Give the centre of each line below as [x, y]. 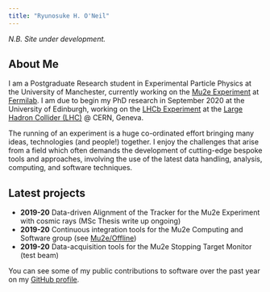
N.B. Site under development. [57, 39]
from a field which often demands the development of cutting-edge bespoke [135, 151]
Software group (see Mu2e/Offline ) [78, 238]
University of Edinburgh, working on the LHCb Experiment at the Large [126, 109]
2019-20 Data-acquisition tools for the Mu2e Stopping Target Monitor [136, 247]
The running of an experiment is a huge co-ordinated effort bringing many [131, 133]
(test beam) [39, 256]
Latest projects [47, 193]
